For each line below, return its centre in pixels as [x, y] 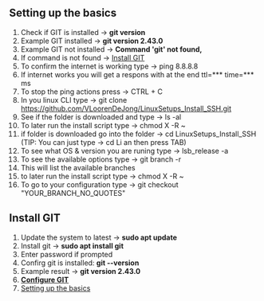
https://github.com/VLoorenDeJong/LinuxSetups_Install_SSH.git [126, 108]
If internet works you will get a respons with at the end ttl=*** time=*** [137, 74]
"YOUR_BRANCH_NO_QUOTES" [73, 193]
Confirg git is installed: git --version [80, 263]
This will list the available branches [78, 167]
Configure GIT [45, 279]
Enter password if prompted [67, 254]
